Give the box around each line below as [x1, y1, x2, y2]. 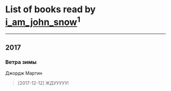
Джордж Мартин [5, 70, 42, 76]
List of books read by [5, 4, 96, 15]
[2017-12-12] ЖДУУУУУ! [17, 80, 69, 86]
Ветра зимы [5, 58, 37, 65]
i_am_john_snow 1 [5, 14, 80, 28]
